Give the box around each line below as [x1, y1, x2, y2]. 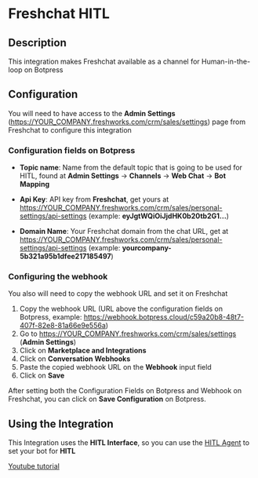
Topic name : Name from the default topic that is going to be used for [19, 162, 243, 173]
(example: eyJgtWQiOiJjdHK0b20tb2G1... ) [88, 211, 230, 221]
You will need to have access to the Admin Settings [8, 108, 176, 118]
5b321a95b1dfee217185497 [19, 252, 111, 261]
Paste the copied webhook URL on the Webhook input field [19, 363, 212, 372]
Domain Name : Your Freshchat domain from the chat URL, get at [19, 227, 229, 236]
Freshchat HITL [8, 5, 110, 23]
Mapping [19, 180, 49, 189]
